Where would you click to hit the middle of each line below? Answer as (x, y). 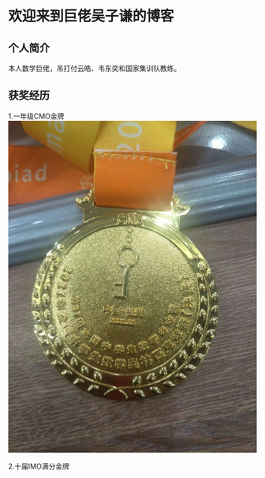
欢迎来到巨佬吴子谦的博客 (91, 16)
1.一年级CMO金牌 (36, 116)
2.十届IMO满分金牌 (39, 466)
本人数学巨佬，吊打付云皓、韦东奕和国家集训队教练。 (95, 68)
